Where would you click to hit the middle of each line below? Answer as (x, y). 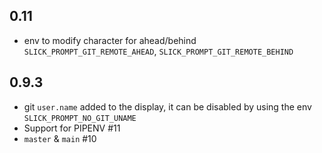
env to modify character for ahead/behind (110, 40)
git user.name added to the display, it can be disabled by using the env (167, 106)
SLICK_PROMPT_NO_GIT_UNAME (80, 118)
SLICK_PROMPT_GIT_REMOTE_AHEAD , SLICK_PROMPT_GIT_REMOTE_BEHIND (158, 51)
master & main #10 (60, 138)
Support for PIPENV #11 (72, 128)
